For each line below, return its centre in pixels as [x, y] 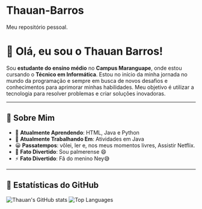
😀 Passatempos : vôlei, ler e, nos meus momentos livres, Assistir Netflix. [105, 145]
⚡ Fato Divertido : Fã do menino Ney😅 [62, 158]
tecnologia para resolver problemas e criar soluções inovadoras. [86, 93]
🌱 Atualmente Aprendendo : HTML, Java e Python [77, 132]
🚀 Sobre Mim [31, 118]
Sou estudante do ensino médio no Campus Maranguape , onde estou [94, 68]
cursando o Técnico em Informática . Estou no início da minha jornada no [97, 74]
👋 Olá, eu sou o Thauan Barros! [85, 51]
